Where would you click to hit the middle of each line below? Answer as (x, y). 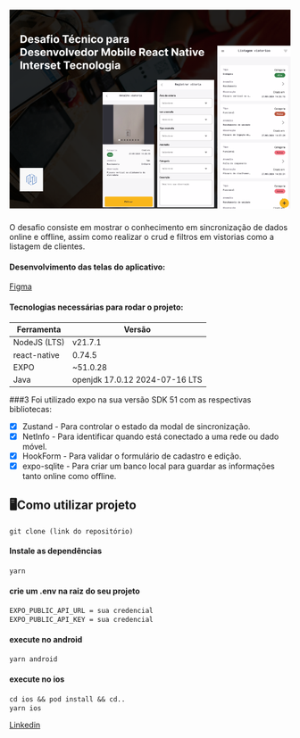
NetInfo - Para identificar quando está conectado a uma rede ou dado (150, 436)
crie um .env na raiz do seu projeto (75, 591)
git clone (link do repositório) (71, 531)
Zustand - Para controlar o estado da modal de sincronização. (136, 426)
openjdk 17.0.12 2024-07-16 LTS (137, 380)
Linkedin (25, 725)
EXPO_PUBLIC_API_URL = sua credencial (81, 611)
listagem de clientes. (47, 246)
